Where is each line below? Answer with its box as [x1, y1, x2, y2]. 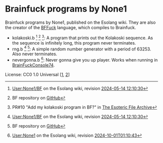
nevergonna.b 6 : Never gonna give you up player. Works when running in [12, 56, 158, 63]
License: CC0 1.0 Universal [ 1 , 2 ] [5, 71, 70, 77]
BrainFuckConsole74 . [12, 62, 55, 68]
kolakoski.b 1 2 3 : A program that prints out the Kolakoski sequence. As [12, 34, 153, 41]
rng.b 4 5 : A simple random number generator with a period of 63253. [12, 45, 151, 52]
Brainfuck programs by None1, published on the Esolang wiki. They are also [5, 19, 156, 25]
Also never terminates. [12, 51, 57, 57]
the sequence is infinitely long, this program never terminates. [12, 40, 136, 46]
